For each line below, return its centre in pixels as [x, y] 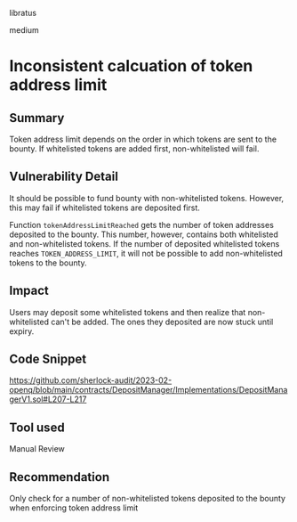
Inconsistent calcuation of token [131, 66]
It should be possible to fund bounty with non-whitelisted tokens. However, [147, 198]
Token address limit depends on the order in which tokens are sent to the [143, 139]
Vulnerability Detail [64, 177]
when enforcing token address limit [74, 508]
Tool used [37, 427]
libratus [23, 13]
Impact [29, 291]
